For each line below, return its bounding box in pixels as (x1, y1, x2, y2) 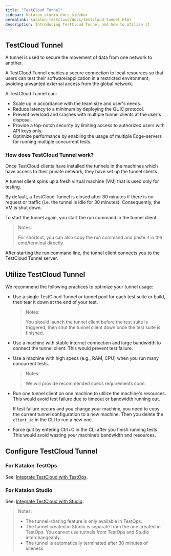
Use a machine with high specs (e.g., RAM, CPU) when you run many (12, 355, 159, 361)
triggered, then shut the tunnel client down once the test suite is (25, 324, 161, 331)
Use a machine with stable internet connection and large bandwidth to (12, 340, 161, 346)
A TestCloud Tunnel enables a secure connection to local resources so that (5, 70, 164, 76)
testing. (5, 184, 22, 190)
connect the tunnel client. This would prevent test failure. (12, 345, 133, 352)
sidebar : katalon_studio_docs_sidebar (5, 12, 88, 17)
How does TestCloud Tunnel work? (5, 151, 94, 158)
